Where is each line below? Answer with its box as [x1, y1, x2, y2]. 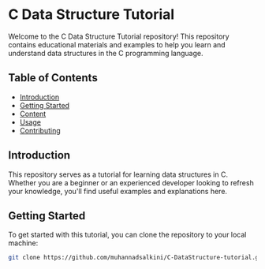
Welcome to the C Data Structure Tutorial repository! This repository [8, 32, 230, 41]
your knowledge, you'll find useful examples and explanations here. [8, 186, 227, 196]
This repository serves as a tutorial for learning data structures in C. [8, 170, 229, 179]
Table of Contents [8, 71, 99, 84]
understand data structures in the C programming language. [8, 48, 203, 58]
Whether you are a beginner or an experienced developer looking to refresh [8, 177, 254, 187]
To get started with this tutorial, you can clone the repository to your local [8, 230, 247, 240]
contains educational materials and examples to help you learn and [8, 39, 226, 49]
